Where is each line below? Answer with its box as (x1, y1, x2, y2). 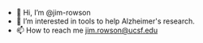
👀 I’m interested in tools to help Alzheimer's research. (15, 16, 195, 26)
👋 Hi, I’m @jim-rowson (15, 8, 91, 17)
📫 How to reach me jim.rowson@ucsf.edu (15, 25, 158, 35)
